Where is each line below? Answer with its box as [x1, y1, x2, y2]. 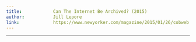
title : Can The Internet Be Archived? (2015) [6, 8, 148, 15]
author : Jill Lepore [6, 14, 82, 20]
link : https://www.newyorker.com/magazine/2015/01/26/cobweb [6, 19, 190, 25]
